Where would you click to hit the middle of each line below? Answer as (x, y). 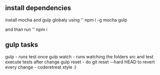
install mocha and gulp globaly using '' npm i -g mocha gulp (66, 20)
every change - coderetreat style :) (41, 67)
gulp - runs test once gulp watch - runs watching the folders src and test (79, 56)
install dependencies (38, 8)
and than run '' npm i (27, 29)
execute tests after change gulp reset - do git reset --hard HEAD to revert (80, 62)
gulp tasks (22, 45)
